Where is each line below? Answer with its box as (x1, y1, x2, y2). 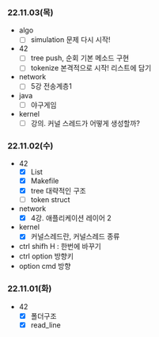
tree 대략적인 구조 (30, 186, 86, 196)
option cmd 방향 (18, 262, 71, 271)
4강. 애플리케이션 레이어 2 (30, 213, 112, 223)
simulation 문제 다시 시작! (30, 35, 111, 44)
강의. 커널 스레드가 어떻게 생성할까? (30, 118, 140, 128)
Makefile (30, 176, 59, 186)
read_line (30, 320, 61, 330)
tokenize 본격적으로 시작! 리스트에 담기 (30, 63, 152, 73)
